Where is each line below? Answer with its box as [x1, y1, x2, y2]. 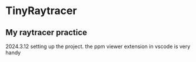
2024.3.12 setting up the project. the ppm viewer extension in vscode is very [5, 43, 191, 50]
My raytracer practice [5, 27, 88, 37]
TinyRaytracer [5, 4, 77, 18]
